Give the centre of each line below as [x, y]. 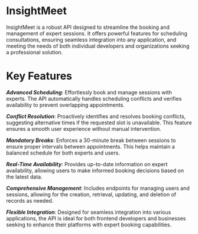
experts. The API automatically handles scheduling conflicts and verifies [94, 98]
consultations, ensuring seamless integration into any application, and [91, 39]
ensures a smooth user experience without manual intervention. [84, 128]
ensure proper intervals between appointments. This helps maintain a [91, 146]
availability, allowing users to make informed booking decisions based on [95, 170]
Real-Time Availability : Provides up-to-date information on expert [87, 164]
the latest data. [24, 177]
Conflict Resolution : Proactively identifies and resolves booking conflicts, [96, 116]
